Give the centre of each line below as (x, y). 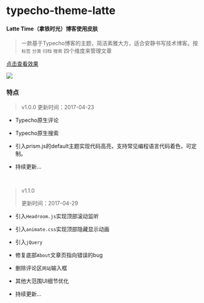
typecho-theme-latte (61, 11)
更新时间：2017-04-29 (50, 203)
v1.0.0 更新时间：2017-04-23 (58, 107)
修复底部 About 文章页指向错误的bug (59, 255)
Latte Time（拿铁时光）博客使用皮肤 (52, 29)
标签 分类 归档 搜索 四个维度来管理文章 (66, 51)
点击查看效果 (22, 64)
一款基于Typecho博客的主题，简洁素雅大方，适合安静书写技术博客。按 (110, 43)
